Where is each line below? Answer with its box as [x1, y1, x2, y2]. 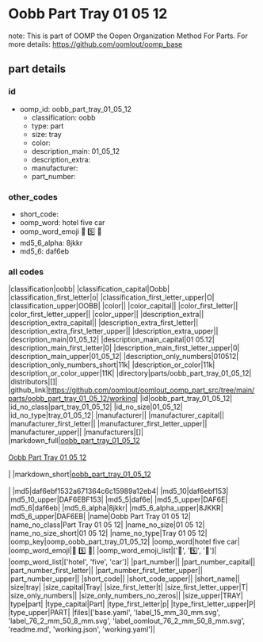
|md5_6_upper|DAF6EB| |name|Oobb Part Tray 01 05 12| [8, 512, 192, 522]
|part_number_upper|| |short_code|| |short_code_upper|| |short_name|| [8, 574, 240, 583]
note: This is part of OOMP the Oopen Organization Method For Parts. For [8, 31, 248, 40]
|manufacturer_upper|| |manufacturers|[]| [8, 427, 144, 437]
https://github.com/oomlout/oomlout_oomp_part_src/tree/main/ [48, 385, 255, 395]
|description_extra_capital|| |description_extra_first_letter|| [8, 318, 199, 327]
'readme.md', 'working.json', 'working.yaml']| [8, 625, 156, 634]
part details [8, 63, 67, 76]
